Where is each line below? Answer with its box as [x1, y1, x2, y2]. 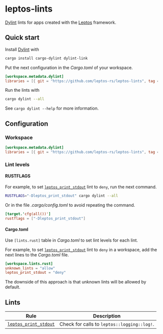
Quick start [5, 33, 40, 42]
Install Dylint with [5, 46, 39, 52]
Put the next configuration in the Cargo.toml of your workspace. [5, 65, 133, 70]
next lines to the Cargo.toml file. [5, 251, 69, 258]
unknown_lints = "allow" [5, 266, 55, 270]
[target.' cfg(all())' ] [5, 211, 51, 217]
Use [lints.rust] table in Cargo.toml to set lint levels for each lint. [5, 237, 138, 243]
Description [93, 313, 121, 319]
